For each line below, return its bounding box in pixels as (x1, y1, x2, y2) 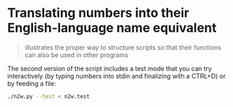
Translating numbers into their (7, 5, 189, 21)
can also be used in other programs (24, 51, 129, 59)
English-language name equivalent (7, 20, 217, 36)
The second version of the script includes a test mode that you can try (7, 64, 212, 73)
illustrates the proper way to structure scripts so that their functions (24, 43, 222, 51)
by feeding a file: (7, 79, 56, 87)
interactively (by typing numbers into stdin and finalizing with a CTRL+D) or (7, 72, 226, 80)
